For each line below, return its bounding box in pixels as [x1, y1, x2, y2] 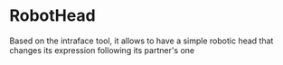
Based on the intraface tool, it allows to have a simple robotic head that [9, 35, 274, 46]
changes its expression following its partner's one [9, 44, 195, 55]
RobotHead [9, 5, 97, 26]
